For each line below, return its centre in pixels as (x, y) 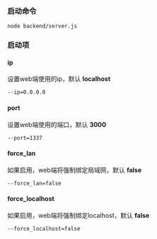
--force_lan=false (34, 183)
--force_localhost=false (44, 229)
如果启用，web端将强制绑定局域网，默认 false (75, 170)
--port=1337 (25, 138)
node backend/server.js (42, 26)
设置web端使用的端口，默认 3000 (57, 124)
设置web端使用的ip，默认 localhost (59, 79)
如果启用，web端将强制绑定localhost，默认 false (78, 216)
